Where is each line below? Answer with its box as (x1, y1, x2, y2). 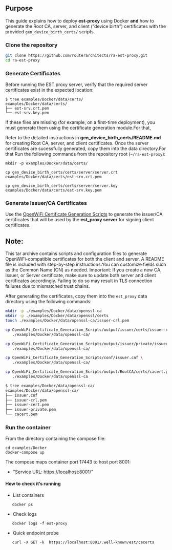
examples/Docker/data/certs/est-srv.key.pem (5, 188, 102, 193)
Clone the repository (5, 41, 58, 48)
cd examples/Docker (5, 446, 47, 451)
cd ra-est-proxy (5, 57, 40, 63)
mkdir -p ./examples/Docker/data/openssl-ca (5, 308, 102, 314)
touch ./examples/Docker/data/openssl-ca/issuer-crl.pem (5, 318, 130, 323)
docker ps (12, 502, 33, 507)
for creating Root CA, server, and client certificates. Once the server (5, 140, 149, 146)
